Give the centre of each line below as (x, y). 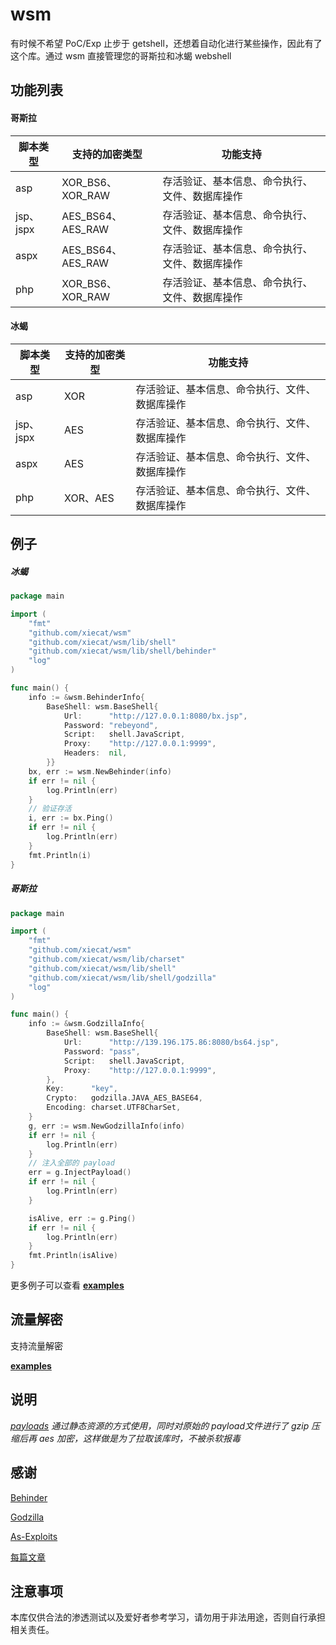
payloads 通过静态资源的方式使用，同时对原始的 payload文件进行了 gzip (160, 1425)
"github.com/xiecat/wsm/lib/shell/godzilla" (122, 978)
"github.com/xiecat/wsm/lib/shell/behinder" (122, 651)
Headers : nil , (95, 753)
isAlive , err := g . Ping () (82, 1218)
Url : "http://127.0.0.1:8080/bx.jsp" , (155, 716)
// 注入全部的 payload (71, 1163)
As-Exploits (34, 1536)
